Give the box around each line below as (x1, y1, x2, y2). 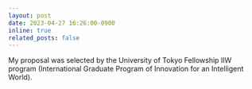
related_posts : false (8, 33, 80, 42)
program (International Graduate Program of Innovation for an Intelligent (8, 64, 244, 74)
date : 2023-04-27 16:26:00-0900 (8, 19, 115, 27)
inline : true (8, 26, 52, 34)
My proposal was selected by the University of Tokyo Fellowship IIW (8, 56, 232, 65)
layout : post (8, 11, 52, 20)
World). (8, 72, 33, 82)
